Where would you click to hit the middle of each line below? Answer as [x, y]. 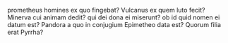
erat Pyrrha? [25, 32]
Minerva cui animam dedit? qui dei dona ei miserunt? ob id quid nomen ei [114, 17]
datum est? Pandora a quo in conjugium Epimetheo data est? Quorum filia [114, 25]
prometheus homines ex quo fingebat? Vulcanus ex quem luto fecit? [106, 10]
